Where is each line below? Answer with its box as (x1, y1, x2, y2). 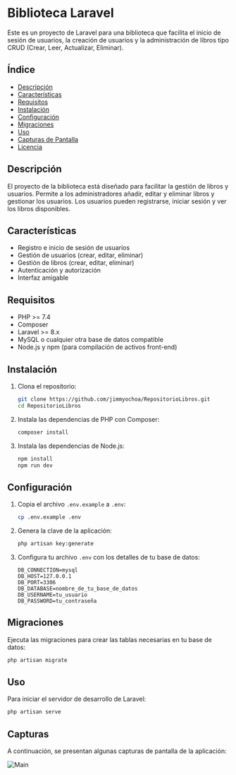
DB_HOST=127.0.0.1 (17, 572, 72, 580)
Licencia (17, 143, 42, 151)
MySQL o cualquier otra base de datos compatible (17, 336, 164, 344)
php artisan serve (7, 709, 61, 716)
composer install (17, 429, 69, 436)
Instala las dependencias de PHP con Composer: (17, 415, 160, 423)
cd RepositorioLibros (17, 402, 81, 409)
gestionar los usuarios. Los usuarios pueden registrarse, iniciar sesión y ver (7, 196, 227, 206)
